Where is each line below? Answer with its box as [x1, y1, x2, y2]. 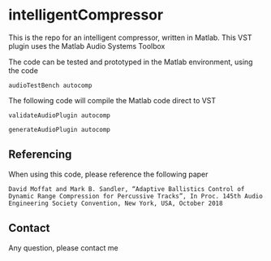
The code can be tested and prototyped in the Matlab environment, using [8, 57, 253, 67]
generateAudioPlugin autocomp [8, 125, 111, 133]
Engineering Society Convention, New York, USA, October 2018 [8, 199, 223, 207]
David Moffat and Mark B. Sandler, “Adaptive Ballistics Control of [8, 185, 245, 193]
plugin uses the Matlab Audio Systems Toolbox [8, 41, 166, 50]
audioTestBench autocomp [8, 81, 92, 89]
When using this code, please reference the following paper [8, 169, 209, 179]
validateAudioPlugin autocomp [8, 111, 111, 120]
